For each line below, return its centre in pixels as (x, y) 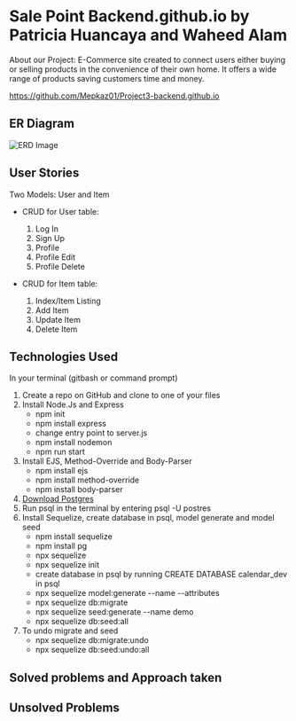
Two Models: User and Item (59, 194)
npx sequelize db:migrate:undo (92, 640)
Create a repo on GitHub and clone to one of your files (121, 396)
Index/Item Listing (68, 301)
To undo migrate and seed (70, 631)
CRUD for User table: (60, 211)
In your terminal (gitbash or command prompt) (94, 378)
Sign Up (50, 238)
